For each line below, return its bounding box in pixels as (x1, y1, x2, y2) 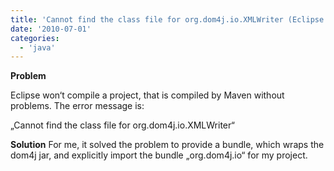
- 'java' (19, 42, 56, 53)
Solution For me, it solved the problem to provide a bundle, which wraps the (10, 139, 325, 151)
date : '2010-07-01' (10, 24, 92, 34)
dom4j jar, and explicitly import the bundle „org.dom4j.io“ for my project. (10, 149, 308, 161)
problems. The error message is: (10, 100, 145, 112)
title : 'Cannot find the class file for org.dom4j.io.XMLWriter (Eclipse (10, 14, 325, 25)
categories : (10, 33, 60, 43)
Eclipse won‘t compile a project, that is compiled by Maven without (10, 89, 285, 101)
